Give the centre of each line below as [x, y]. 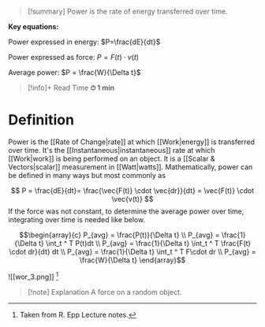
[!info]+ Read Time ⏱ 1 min [71, 87]
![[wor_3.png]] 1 [34, 276]
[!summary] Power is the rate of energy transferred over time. [127, 11]
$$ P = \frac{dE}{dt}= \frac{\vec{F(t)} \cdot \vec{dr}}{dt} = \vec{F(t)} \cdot [132, 190]
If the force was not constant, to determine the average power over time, [126, 211]
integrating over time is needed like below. [77, 219]
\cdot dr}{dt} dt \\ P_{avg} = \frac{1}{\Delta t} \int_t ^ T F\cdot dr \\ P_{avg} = [132, 251]
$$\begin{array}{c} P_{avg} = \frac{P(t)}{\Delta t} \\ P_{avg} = [119, 235]
